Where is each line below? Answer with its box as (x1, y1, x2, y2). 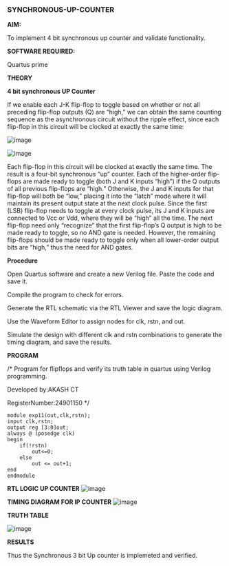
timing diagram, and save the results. (7, 338, 112, 346)
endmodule (7, 472, 36, 480)
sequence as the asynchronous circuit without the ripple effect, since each (7, 115, 219, 123)
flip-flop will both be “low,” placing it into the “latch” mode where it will (7, 192, 207, 201)
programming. (7, 372, 47, 381)
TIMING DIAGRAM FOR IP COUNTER (7, 498, 112, 506)
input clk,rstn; (7, 418, 54, 425)
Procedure (7, 256, 38, 265)
